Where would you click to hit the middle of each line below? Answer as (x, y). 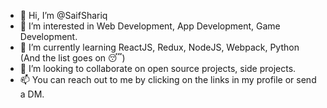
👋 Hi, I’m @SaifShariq (63, 15)
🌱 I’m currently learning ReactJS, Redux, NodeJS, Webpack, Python (159, 47)
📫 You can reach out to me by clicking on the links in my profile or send (168, 79)
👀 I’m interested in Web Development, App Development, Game (150, 26)
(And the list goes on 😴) (72, 58)
